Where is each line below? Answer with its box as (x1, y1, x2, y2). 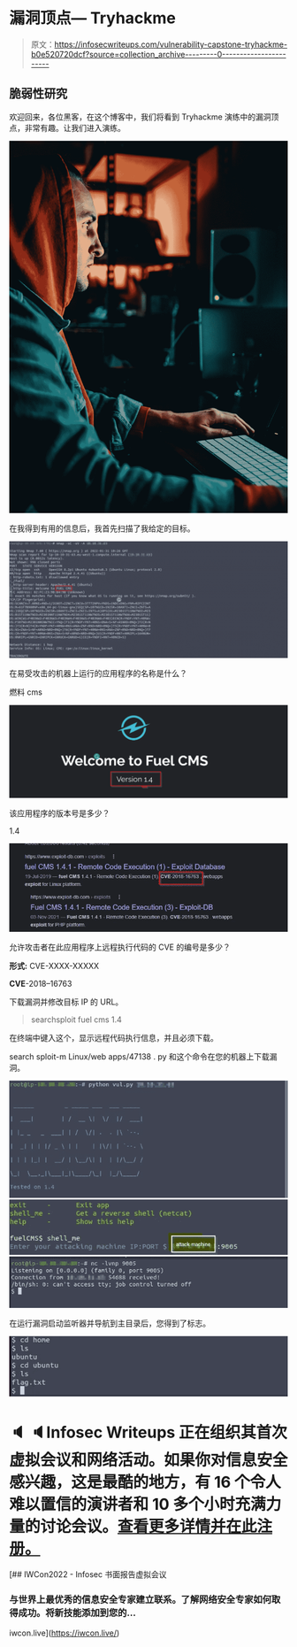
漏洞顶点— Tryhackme (9, 8, 177, 28)
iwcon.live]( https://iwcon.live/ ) (9, 1628, 120, 1638)
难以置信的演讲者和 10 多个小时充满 (9, 1494, 267, 1514)
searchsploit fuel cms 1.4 (30, 1014, 122, 1025)
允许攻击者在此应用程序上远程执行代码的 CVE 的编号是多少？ (9, 942, 232, 952)
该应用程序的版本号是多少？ (9, 808, 110, 819)
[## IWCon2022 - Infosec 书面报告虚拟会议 (9, 1569, 167, 1580)
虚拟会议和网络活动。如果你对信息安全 (9, 1450, 289, 1470)
